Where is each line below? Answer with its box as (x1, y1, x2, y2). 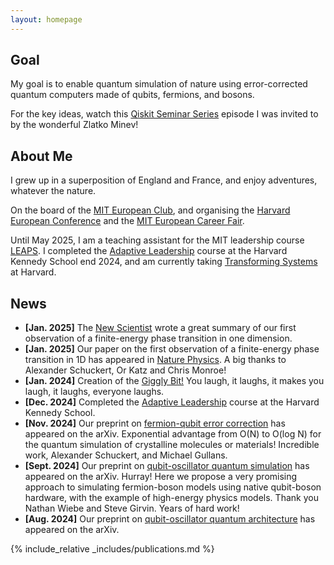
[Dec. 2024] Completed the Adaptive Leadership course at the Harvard (24, 396, 320, 408)
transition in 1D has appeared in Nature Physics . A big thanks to (24, 354, 287, 366)
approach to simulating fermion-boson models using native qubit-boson (24, 481, 322, 493)
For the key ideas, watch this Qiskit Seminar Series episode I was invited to (10, 108, 319, 120)
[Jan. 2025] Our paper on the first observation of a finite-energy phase (24, 343, 320, 355)
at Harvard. (10, 266, 57, 278)
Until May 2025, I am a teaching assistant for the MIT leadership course (10, 234, 305, 246)
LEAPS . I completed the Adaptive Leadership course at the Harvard (10, 245, 288, 257)
